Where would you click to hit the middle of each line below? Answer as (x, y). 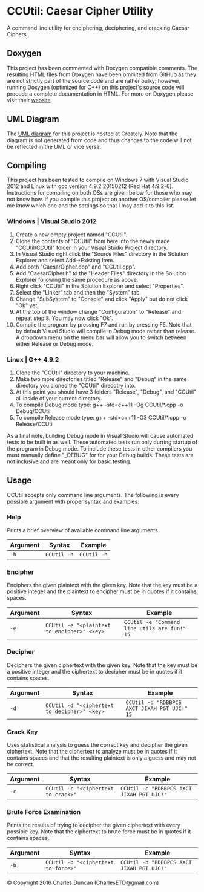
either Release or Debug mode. (54, 343)
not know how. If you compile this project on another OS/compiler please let (101, 199)
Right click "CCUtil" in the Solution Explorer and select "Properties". (100, 286)
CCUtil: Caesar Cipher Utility (80, 11)
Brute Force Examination (44, 812)
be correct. (21, 764)
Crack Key (22, 732)
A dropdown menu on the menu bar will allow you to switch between (101, 337)
